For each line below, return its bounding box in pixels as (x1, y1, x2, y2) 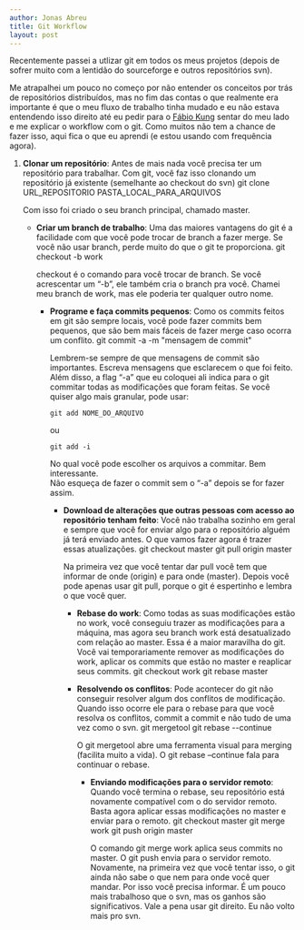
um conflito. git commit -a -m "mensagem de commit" (49, 335, 252, 346)
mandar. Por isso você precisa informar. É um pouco (90, 882, 286, 893)
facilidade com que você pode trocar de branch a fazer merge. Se (35, 232, 283, 243)
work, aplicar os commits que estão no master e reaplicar (76, 656, 292, 667)
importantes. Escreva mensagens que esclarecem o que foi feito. (49, 362, 293, 373)
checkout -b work (35, 251, 103, 262)
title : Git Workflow (9, 22, 88, 31)
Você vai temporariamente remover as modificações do (76, 647, 285, 658)
